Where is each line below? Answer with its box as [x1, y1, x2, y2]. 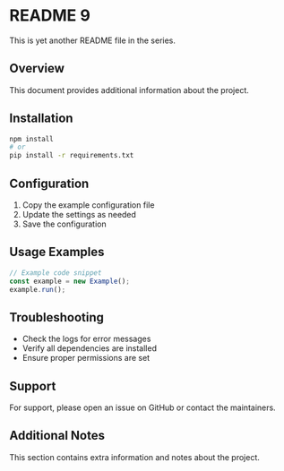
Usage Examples [9, 244, 105, 260]
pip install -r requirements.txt [9, 151, 134, 160]
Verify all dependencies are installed [22, 343, 157, 354]
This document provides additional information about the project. [9, 84, 249, 95]
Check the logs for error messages [22, 333, 151, 345]
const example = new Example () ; [9, 277, 130, 286]
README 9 [9, 5, 91, 26]
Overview [9, 61, 65, 76]
